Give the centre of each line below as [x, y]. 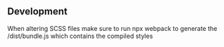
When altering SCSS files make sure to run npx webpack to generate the [112, 28]
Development [38, 12]
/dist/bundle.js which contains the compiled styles [80, 36]
